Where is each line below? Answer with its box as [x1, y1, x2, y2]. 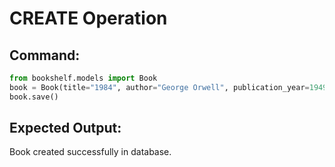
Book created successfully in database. [9, 146, 172, 158]
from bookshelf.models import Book [9, 73, 158, 83]
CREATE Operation [9, 7, 168, 30]
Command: [9, 47, 81, 64]
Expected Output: [9, 120, 122, 137]
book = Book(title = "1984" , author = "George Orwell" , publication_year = [9, 82, 310, 92]
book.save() [9, 92, 59, 102]
